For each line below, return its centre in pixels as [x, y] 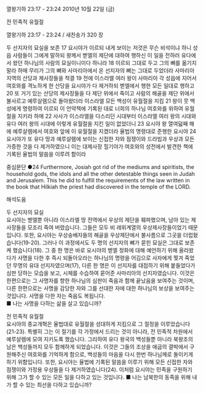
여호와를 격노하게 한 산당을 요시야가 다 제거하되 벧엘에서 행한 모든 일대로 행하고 [100, 86]
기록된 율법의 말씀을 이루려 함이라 [46, 154]
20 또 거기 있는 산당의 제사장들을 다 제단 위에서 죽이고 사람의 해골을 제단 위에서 [100, 93]
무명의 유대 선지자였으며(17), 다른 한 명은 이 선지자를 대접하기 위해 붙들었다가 [104, 265]
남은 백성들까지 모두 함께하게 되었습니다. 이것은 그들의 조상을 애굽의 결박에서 [97, 347]
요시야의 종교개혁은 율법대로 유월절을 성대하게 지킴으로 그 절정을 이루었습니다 [98, 324]
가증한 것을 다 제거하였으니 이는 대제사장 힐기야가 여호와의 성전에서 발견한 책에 [100, 147]
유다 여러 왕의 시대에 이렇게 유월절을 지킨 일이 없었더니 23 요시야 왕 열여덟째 [97, 124]
